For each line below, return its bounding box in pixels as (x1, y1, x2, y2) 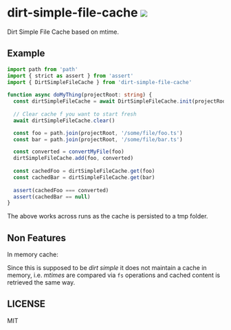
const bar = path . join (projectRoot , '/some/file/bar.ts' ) (13, 136, 184, 143)
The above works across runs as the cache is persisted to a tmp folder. (7, 212, 208, 220)
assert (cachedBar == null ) (13, 193, 91, 200)
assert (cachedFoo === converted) (13, 187, 109, 194)
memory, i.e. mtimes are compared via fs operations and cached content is (7, 271, 221, 280)
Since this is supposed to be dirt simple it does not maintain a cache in (7, 264, 208, 272)
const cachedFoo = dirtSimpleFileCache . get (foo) (13, 167, 155, 174)
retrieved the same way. (7, 278, 76, 287)
